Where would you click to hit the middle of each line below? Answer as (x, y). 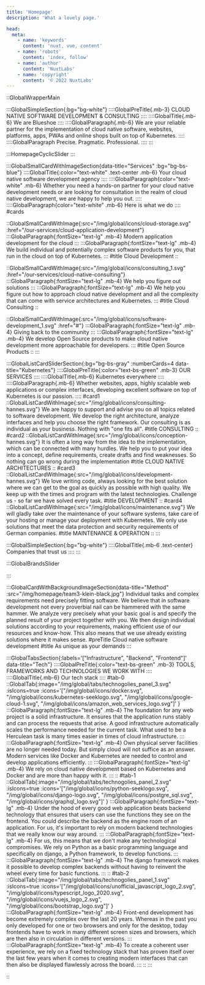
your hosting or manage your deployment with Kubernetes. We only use (97, 520)
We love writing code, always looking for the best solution (115, 481)
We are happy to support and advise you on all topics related (118, 410)
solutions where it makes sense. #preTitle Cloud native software (87, 640)
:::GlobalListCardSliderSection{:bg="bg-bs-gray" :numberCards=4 (90, 364)
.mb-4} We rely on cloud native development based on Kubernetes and (96, 769)
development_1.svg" (32, 325)
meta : (19, 34)
